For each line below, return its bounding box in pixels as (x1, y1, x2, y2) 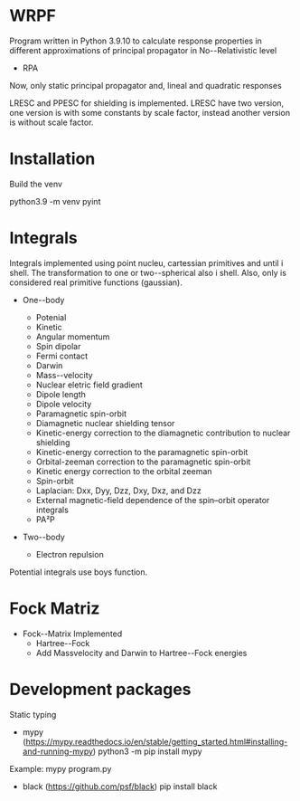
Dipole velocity (35, 398, 92, 409)
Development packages (9, 679, 192, 700)
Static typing (9, 709, 57, 720)
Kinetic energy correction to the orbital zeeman (35, 465, 212, 476)
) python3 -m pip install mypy (92, 746, 202, 757)
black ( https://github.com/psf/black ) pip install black (22, 780, 218, 792)
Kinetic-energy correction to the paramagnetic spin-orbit (35, 446, 248, 457)
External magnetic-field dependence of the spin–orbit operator (35, 494, 270, 505)
